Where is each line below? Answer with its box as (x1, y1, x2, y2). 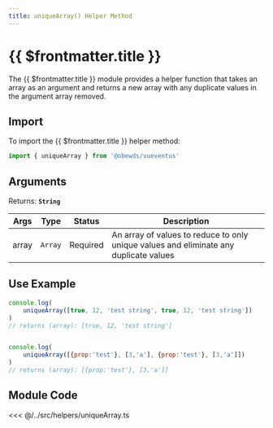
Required (68, 239, 104, 251)
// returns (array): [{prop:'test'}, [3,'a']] (8, 366, 169, 374)
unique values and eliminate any (111, 239, 235, 251)
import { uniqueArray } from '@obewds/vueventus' (8, 152, 180, 160)
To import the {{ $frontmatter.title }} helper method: (8, 136, 180, 146)
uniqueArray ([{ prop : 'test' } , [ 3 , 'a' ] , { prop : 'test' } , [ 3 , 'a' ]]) (23, 351, 245, 359)
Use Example (8, 277, 76, 291)
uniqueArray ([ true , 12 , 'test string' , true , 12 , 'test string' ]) (23, 306, 253, 314)
